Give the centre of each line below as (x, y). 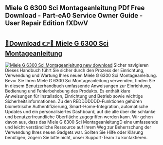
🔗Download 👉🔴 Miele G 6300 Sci (57, 43)
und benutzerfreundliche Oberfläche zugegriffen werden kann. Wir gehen (79, 117)
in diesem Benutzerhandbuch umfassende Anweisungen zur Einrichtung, (78, 86)
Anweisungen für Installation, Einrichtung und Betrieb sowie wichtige (74, 96)
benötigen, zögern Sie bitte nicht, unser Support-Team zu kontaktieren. (76, 137)
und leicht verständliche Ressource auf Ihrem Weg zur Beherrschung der (78, 127)
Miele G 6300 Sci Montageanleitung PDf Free (75, 8)
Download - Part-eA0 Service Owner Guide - (74, 16)
